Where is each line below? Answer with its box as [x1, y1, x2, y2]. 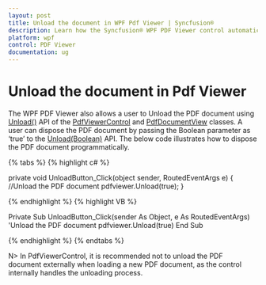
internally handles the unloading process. [8, 268, 143, 277]
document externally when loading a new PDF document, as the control [8, 259, 242, 269]
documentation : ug [8, 48, 69, 56]
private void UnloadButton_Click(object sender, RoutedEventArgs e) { [8, 173, 234, 182]
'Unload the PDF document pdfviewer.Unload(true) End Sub [8, 220, 203, 230]
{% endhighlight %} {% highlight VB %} [8, 196, 137, 206]
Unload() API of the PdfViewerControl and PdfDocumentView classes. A [8, 116, 243, 127]
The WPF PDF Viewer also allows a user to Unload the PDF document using [8, 108, 255, 118]
